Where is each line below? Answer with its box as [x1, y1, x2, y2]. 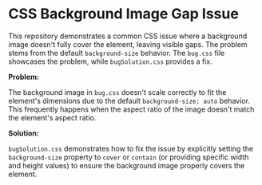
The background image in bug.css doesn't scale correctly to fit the [8, 87, 227, 96]
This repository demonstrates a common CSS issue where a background [8, 31, 248, 41]
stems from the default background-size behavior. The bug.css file [8, 48, 225, 57]
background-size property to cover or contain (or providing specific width [8, 152, 249, 162]
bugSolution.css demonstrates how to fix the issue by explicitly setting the [8, 144, 254, 153]
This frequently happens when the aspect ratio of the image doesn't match [8, 104, 255, 114]
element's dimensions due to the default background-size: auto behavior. [8, 96, 250, 105]
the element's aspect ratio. [8, 112, 97, 122]
